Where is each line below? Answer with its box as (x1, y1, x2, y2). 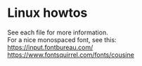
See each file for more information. (7, 28, 108, 37)
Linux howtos (7, 5, 88, 21)
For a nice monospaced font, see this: (7, 35, 117, 44)
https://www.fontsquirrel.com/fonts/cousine (7, 51, 135, 59)
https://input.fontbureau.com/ (7, 43, 93, 51)
